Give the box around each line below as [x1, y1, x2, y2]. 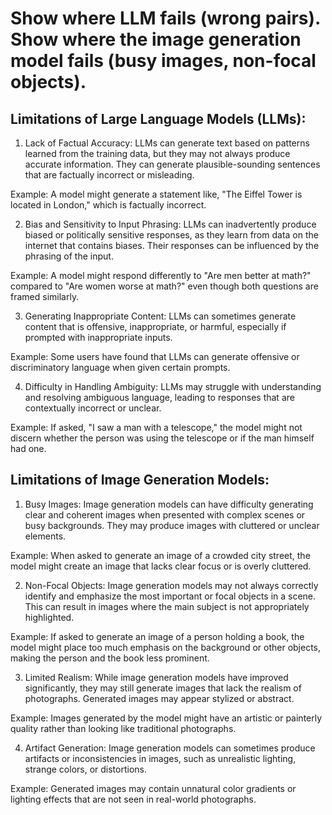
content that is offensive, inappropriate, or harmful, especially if [24, 321, 287, 332]
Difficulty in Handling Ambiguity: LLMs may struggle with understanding [24, 381, 322, 392]
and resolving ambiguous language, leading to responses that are [24, 392, 295, 403]
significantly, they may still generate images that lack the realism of [24, 682, 302, 694]
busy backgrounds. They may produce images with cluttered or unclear [24, 519, 320, 531]
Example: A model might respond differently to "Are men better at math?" [10, 270, 312, 281]
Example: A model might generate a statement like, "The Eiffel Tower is [10, 188, 303, 200]
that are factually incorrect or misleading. [24, 169, 195, 181]
